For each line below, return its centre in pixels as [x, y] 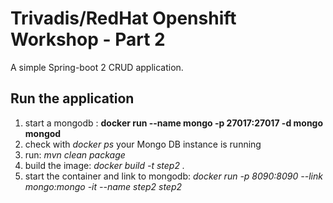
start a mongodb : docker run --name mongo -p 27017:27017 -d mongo [174, 123]
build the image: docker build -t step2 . [104, 165]
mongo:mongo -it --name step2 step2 [103, 186]
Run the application [72, 98]
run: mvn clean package [75, 154]
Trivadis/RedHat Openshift [123, 18]
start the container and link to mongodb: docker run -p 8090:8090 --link [173, 176]
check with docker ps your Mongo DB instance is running [143, 144]
